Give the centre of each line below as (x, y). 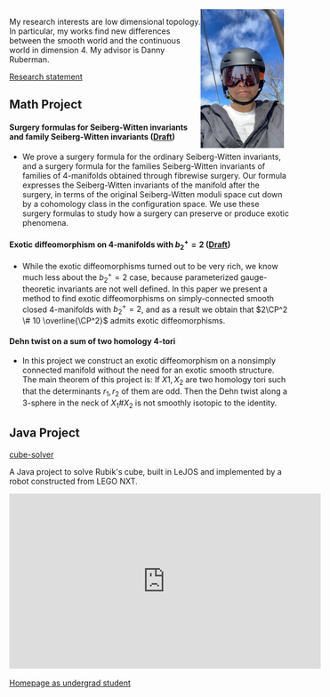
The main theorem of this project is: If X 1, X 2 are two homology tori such (154, 381)
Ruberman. (29, 60)
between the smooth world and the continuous (95, 40)
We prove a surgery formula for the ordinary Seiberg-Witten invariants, (152, 156)
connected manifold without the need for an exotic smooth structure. (148, 370)
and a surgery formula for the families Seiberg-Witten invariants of (144, 166)
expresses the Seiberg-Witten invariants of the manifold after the (141, 185)
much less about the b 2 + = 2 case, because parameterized (130, 277)
